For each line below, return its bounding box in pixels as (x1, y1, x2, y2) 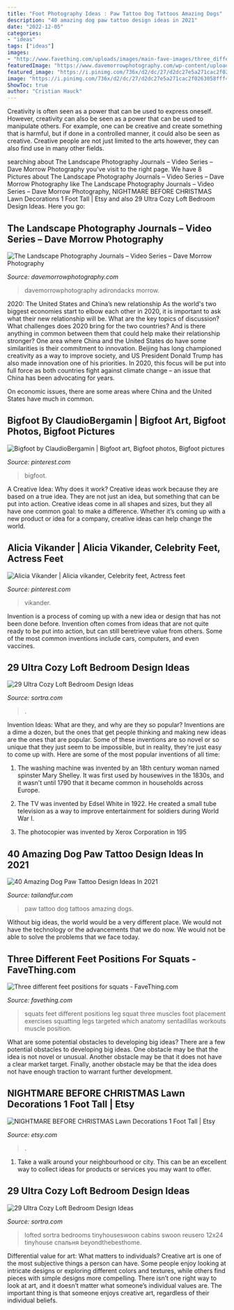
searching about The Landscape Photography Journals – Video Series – (7, 158, 213, 166)
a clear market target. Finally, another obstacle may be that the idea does (7, 1060, 217, 1068)
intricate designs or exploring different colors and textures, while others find (7, 1266, 226, 1274)
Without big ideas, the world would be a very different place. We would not (7, 918, 222, 927)
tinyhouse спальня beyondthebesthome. (24, 1238, 142, 1247)
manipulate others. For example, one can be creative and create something (7, 122, 223, 130)
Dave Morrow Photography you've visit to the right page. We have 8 (7, 165, 202, 174)
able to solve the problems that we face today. (7, 933, 141, 941)
